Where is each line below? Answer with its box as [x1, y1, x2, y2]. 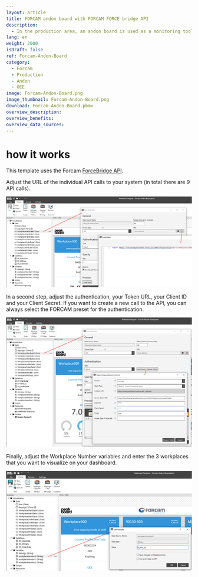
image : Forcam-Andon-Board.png [6, 90, 83, 97]
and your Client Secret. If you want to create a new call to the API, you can [6, 299, 187, 306]
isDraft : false [6, 47, 44, 53]
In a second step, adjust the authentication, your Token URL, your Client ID [6, 293, 187, 300]
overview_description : [6, 109, 62, 115]
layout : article [6, 9, 46, 15]
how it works [6, 147, 71, 161]
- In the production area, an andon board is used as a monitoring [11, 28, 181, 34]
